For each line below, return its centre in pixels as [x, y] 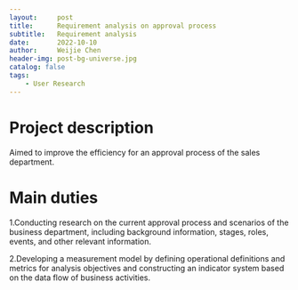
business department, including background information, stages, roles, [139, 231]
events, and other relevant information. [81, 241]
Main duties [54, 197]
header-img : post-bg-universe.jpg [73, 59]
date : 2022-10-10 [53, 42]
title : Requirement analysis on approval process [113, 26]
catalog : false [37, 68]
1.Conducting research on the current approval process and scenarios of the [149, 222]
